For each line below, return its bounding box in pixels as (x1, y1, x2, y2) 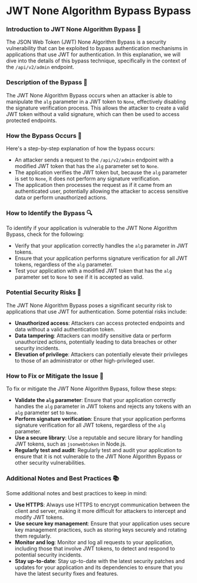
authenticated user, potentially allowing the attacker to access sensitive (14, 187, 189, 195)
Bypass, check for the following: (6, 231, 84, 238)
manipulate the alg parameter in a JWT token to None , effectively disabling (6, 98, 186, 105)
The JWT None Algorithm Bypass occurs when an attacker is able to (6, 91, 173, 98)
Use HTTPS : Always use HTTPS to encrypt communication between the (14, 501, 190, 508)
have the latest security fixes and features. (14, 570, 119, 577)
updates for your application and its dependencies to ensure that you (14, 564, 183, 571)
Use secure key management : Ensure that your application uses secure (14, 520, 190, 527)
